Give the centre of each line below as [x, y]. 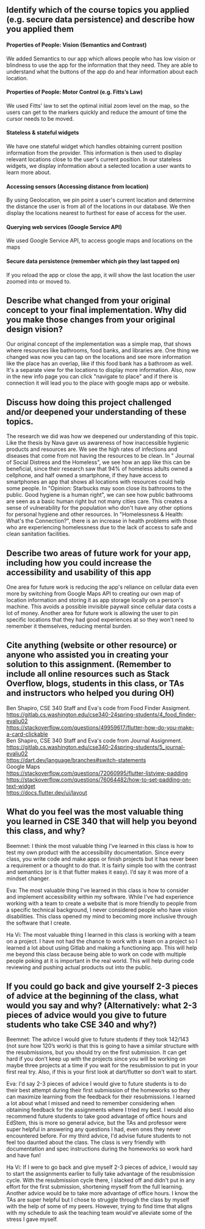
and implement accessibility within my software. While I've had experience [100, 896]
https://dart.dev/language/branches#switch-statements [76, 760]
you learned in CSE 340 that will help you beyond [102, 821]
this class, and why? [46, 831]
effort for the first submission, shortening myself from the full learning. [95, 1187]
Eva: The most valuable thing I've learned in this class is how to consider [98, 890]
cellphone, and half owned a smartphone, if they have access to [87, 475]
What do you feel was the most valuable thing [95, 812]
